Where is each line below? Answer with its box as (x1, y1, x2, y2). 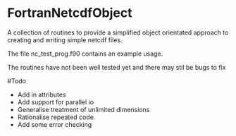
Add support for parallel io (17, 97, 94, 106)
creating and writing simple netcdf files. (7, 35, 123, 44)
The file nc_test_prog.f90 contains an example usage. (7, 49, 163, 58)
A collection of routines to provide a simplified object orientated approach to (7, 28, 229, 37)
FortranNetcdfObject (7, 5, 132, 21)
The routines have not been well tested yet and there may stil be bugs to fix (7, 63, 226, 71)
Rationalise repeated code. (17, 113, 96, 121)
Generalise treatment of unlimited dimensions (17, 105, 150, 113)
